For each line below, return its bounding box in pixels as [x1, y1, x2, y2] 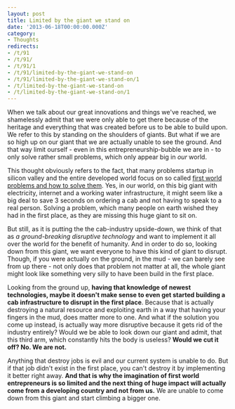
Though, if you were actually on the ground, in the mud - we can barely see [7, 254, 226, 264]
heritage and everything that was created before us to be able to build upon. [7, 123, 228, 131]
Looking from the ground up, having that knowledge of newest [7, 283, 192, 292]
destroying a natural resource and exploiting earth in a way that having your [7, 306, 226, 314]
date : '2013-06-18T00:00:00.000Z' [7, 23, 109, 30]
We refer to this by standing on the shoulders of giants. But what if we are [7, 131, 220, 139]
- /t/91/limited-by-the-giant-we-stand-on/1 [7, 75, 140, 83]
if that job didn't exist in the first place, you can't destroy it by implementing [7, 364, 226, 372]
